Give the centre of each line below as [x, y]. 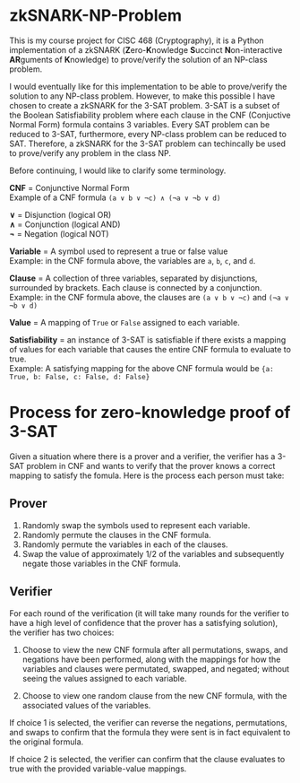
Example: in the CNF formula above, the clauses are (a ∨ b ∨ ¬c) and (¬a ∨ [149, 297]
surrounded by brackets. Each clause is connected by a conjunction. [136, 287]
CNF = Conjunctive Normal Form [69, 187]
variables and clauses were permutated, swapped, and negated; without [155, 668]
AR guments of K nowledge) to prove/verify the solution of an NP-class [138, 59]
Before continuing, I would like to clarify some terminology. [118, 170]
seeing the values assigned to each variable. [104, 678]
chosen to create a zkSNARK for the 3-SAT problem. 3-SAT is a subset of [145, 105]
